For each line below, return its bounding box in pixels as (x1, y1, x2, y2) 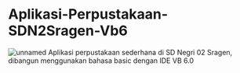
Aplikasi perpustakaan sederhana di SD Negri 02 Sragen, (48, 47, 233, 57)
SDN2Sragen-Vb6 (8, 22, 128, 40)
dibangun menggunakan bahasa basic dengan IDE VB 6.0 (8, 56, 195, 65)
